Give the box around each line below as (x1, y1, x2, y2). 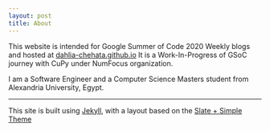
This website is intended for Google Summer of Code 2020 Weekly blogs (8, 41, 251, 51)
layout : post (8, 11, 52, 20)
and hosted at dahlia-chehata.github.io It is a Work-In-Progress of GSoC (8, 50, 247, 59)
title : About (8, 19, 52, 27)
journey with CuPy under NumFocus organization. (8, 58, 174, 68)
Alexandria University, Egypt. (8, 82, 104, 92)
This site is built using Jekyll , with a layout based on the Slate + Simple (8, 105, 243, 115)
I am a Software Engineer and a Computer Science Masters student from (8, 74, 249, 84)
